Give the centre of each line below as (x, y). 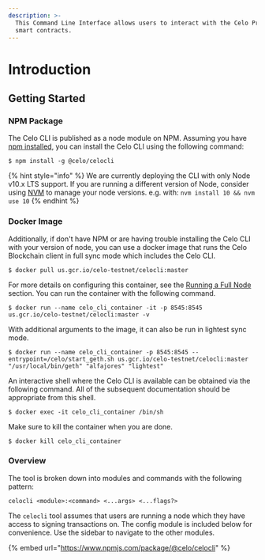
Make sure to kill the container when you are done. (91, 426)
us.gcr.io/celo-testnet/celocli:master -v (79, 314)
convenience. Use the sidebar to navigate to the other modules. (112, 532)
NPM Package (35, 121)
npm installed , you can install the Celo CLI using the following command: (126, 146)
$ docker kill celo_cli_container (65, 441)
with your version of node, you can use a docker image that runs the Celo (127, 247)
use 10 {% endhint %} (44, 201)
